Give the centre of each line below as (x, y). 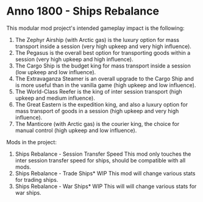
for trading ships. (37, 179)
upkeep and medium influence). (55, 98)
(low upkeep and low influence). (55, 72)
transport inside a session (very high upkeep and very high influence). (103, 46)
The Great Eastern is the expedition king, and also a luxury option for (101, 104)
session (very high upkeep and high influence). (74, 59)
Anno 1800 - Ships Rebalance (83, 11)
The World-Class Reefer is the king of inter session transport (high (98, 91)
